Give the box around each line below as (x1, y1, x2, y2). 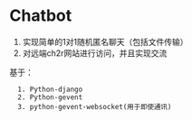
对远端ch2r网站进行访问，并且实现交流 (22, 47, 168, 59)
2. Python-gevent (17, 92, 83, 102)
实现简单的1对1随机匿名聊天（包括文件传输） (22, 36, 188, 47)
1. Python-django (17, 85, 83, 94)
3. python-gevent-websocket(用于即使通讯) (17, 102, 172, 111)
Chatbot (9, 5, 72, 26)
